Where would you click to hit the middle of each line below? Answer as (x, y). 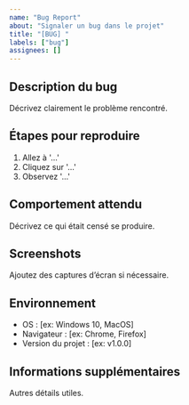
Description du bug (63, 87)
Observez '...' (46, 176)
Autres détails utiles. (47, 393)
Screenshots (45, 253)
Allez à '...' (40, 158)
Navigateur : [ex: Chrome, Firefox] (84, 334)
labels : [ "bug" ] (39, 42)
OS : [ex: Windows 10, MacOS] (78, 325)
